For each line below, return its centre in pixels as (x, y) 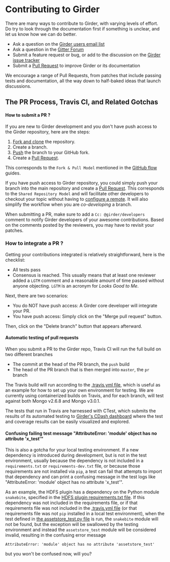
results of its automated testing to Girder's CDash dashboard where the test (84, 416)
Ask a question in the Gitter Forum (48, 49)
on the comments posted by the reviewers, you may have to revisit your (80, 225)
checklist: (15, 260)
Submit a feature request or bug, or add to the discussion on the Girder (87, 55)
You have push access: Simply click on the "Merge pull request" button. (87, 316)
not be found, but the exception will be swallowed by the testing (72, 524)
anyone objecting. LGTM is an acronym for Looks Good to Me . (76, 286)
